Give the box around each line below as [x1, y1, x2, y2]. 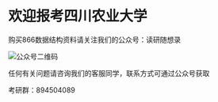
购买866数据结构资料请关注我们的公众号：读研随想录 [8, 35, 182, 44]
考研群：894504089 [8, 85, 75, 95]
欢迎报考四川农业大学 [8, 7, 148, 25]
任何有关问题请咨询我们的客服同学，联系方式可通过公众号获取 [8, 68, 210, 77]
